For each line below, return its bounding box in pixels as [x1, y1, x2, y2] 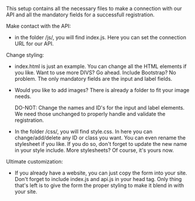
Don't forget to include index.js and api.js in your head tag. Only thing [14, 176, 182, 182]
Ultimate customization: [6, 158, 63, 165]
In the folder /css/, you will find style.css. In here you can [14, 128, 153, 135]
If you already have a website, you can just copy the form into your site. [14, 169, 187, 176]
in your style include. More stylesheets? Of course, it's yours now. [14, 147, 174, 154]
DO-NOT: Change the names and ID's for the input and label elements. [14, 104, 185, 111]
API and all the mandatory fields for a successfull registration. [6, 11, 155, 18]
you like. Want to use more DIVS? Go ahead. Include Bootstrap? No [14, 69, 177, 76]
